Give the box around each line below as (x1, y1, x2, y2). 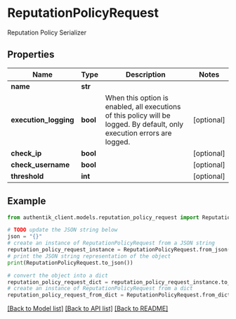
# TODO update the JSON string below (7, 227, 118, 234)
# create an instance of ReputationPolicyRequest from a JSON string (7, 239, 216, 247)
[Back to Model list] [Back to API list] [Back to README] (7, 304, 169, 313)
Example (7, 195, 46, 207)
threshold (11, 171, 44, 181)
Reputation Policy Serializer (7, 28, 87, 37)
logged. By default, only (105, 119, 184, 129)
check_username (11, 160, 70, 170)
